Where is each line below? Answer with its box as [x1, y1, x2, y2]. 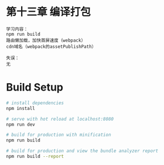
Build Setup [6, 81, 63, 94]
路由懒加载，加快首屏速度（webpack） [6, 37, 86, 43]
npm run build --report [6, 153, 64, 159]
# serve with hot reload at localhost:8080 [6, 116, 114, 122]
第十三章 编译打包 [6, 5, 91, 19]
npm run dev [6, 121, 35, 128]
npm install [6, 105, 35, 111]
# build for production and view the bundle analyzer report [6, 148, 159, 154]
